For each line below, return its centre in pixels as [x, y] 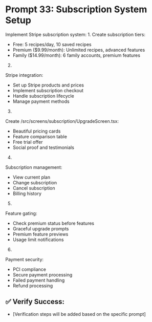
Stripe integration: [24, 75]
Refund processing [33, 286]
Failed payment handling [39, 280]
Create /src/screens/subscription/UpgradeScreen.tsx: [62, 121]
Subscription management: [34, 167]
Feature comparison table [40, 136]
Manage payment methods [41, 101]
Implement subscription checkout [48, 90]
